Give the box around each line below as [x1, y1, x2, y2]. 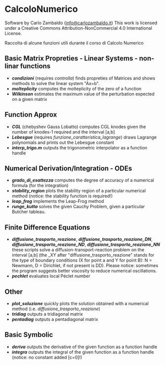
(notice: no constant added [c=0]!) [11, 354, 82, 360]
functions [20, 62, 51, 70]
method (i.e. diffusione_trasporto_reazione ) [11, 306, 101, 312]
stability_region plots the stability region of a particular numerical [11, 188, 146, 194]
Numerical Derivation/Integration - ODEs [4, 164, 132, 173]
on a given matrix [11, 96, 47, 102]
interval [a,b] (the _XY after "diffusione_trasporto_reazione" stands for [11, 252, 155, 258]
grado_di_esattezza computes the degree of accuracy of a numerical [11, 177, 154, 183]
